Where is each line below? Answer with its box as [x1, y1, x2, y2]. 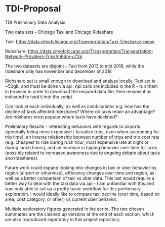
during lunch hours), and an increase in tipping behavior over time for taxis [5, 144, 157, 150]
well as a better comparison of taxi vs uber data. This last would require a [5, 175, 155, 181]
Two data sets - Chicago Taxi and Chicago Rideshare [5, 29, 114, 35]
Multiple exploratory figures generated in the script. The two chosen [5, 206, 144, 212]
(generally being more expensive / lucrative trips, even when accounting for [5, 128, 160, 134]
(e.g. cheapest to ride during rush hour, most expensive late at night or [5, 139, 149, 145]
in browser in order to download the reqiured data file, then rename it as [5, 88, 152, 94]
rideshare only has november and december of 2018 [5, 68, 112, 74]
